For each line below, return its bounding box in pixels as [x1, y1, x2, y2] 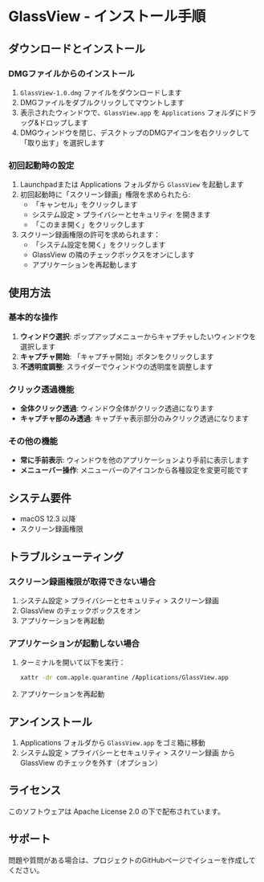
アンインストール [8, 715, 92, 729]
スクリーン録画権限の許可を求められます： [19, 230, 161, 239]
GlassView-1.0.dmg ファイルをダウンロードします [19, 88, 182, 97]
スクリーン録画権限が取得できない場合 [8, 576, 156, 587]
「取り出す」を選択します [19, 137, 105, 147]
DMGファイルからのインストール [8, 67, 135, 79]
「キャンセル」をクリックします [31, 200, 138, 210]
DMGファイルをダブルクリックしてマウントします [19, 97, 185, 107]
